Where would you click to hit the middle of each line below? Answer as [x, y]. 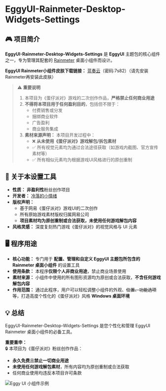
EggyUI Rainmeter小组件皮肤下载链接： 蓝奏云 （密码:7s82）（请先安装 [77, 71]
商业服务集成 [45, 129]
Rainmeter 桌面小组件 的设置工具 [46, 265]
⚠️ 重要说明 [29, 87]
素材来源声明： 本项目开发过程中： [60, 135]
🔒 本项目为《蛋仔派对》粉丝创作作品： [44, 348]
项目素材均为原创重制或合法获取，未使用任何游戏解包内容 [78, 220]
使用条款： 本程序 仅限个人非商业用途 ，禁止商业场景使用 [69, 271]
